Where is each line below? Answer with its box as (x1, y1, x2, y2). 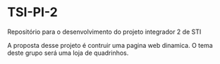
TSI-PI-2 (7, 4, 58, 20)
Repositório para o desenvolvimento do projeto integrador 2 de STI (7, 27, 202, 36)
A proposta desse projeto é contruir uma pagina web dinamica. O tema (7, 41, 213, 49)
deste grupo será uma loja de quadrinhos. (7, 49, 129, 57)
